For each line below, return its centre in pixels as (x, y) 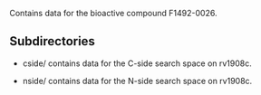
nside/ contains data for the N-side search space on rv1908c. (137, 81)
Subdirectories (52, 41)
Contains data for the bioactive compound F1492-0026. (113, 13)
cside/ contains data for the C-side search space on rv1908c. (137, 63)
